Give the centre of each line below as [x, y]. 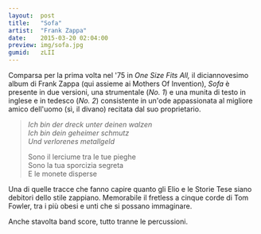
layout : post [32, 16]
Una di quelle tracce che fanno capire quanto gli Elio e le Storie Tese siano [130, 189]
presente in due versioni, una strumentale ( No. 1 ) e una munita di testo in [127, 92]
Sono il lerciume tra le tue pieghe [82, 157]
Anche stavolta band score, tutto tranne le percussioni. [98, 221]
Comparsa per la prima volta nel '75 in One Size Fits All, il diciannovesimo [129, 75]
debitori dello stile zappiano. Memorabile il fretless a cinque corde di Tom [129, 197]
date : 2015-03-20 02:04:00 [58, 38]
